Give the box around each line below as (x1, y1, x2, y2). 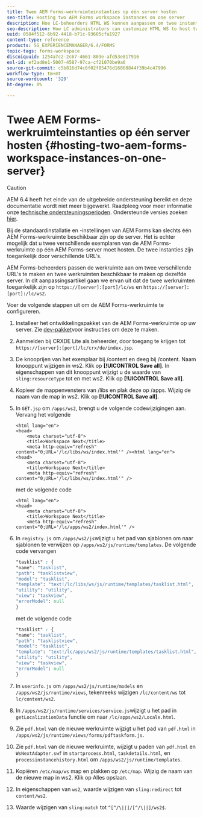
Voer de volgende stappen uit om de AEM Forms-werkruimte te (7, 301, 164, 308)
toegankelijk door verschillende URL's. (7, 252, 102, 259)
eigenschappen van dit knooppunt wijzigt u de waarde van (15, 368, 161, 376)
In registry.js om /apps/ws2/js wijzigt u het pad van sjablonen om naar (15, 534, 194, 541)
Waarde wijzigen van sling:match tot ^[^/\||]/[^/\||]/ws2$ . (15, 803, 166, 811)
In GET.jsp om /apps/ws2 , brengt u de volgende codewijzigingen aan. (15, 405, 186, 412)
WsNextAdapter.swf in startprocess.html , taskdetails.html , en (15, 749, 170, 757)
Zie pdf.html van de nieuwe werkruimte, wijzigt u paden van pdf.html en (15, 743, 196, 750)
